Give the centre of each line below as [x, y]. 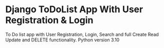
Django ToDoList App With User [74, 9]
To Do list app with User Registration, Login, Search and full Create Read [82, 34]
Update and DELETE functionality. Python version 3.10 [62, 40]
